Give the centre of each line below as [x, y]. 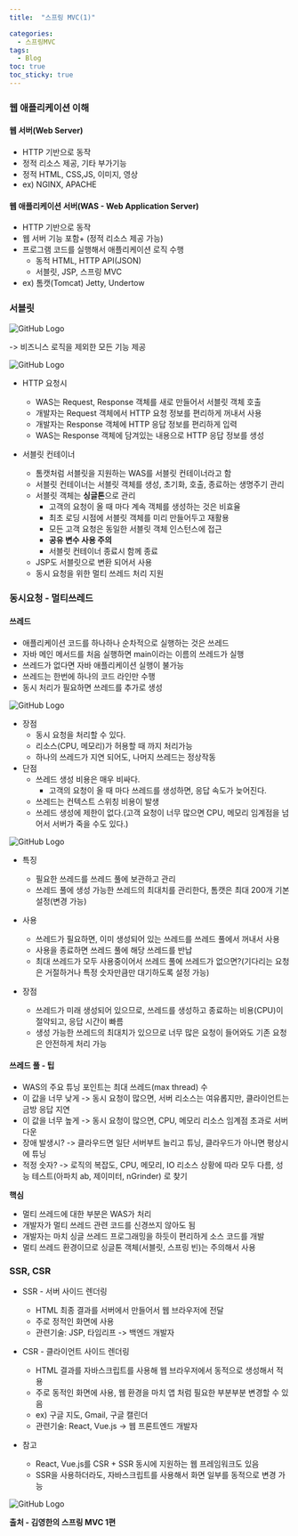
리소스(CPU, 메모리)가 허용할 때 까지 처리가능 [114, 745]
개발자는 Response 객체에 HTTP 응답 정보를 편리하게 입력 [136, 424]
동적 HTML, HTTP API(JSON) [89, 261]
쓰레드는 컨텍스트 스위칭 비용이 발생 [97, 801]
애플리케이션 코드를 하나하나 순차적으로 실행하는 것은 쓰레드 [125, 643]
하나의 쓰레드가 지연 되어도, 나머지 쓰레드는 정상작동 [125, 757]
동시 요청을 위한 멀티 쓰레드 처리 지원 [100, 573]
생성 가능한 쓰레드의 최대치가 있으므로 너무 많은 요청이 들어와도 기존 [153, 1032]
